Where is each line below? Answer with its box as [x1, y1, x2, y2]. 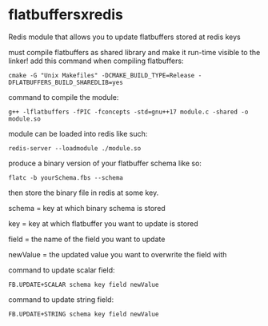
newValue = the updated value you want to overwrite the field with [8, 249, 227, 259]
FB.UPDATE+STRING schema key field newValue [8, 310, 159, 318]
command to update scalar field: [8, 265, 115, 275]
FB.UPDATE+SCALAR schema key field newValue [8, 280, 159, 288]
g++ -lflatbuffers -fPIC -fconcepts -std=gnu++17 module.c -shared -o [8, 108, 249, 116]
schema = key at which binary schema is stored [8, 203, 166, 213]
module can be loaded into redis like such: [8, 129, 148, 138]
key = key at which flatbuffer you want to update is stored [8, 218, 198, 229]
